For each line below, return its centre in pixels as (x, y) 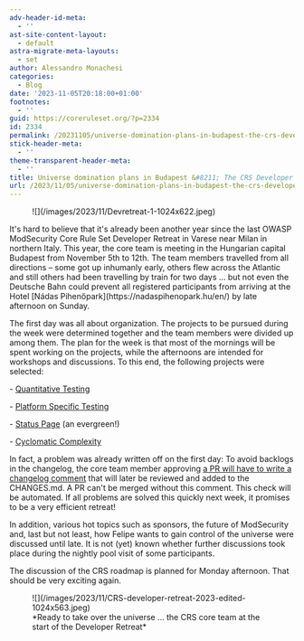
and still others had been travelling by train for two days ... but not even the (149, 278)
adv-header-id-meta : (48, 18)
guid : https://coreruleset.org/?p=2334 (85, 118)
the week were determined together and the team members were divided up (152, 333)
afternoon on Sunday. (50, 306)
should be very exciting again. (66, 580)
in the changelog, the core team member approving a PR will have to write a (151, 469)
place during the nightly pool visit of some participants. (112, 553)
